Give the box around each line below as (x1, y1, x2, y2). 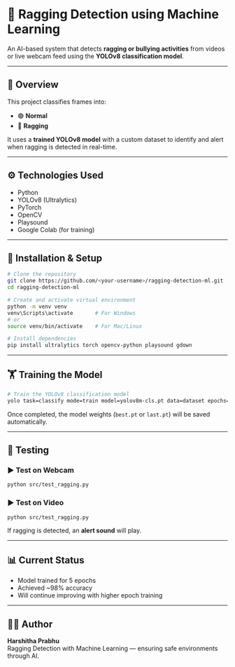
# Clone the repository (7, 271, 77, 278)
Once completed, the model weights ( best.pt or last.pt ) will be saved (7, 410, 211, 418)
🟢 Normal (17, 112, 48, 120)
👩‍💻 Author (7, 618, 53, 630)
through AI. (7, 652, 40, 660)
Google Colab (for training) (17, 225, 95, 234)
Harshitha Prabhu (7, 637, 59, 645)
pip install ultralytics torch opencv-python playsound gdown (7, 342, 192, 349)
